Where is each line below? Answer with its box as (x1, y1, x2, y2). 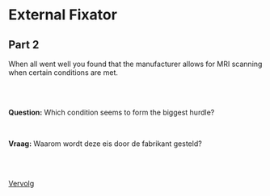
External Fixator (8, 6, 117, 24)
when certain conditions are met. (8, 68, 119, 77)
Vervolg (8, 179, 35, 188)
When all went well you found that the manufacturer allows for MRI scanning (8, 59, 263, 69)
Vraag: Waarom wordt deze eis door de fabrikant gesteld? (8, 139, 202, 148)
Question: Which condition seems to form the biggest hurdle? (8, 107, 215, 117)
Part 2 (8, 38, 40, 52)
